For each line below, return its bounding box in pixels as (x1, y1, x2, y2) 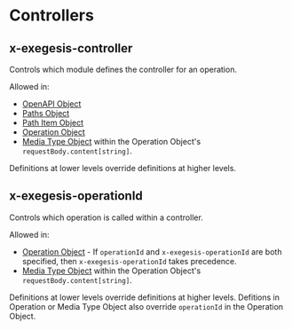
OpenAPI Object (21, 98, 82, 109)
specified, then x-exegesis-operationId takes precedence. (21, 255, 237, 266)
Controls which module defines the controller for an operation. (9, 64, 238, 75)
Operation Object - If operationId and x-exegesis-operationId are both (21, 246, 282, 257)
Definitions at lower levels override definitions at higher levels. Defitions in (9, 292, 280, 302)
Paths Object (21, 108, 70, 118)
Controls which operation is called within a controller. (9, 212, 204, 223)
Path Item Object (21, 117, 84, 128)
